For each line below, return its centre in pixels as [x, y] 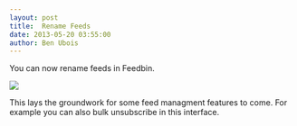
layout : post [34, 18]
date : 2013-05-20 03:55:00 [60, 34]
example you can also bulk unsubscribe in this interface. [115, 112]
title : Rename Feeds [50, 26]
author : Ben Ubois [44, 43]
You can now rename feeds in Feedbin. [82, 68]
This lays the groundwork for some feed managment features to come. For [148, 103]
